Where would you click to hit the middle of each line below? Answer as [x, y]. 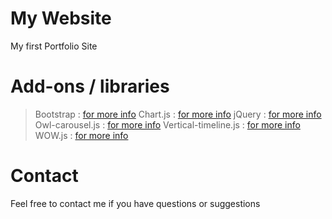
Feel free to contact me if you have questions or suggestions [135, 203]
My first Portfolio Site [54, 46]
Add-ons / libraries [90, 86]
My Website [61, 18]
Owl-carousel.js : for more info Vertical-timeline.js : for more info [167, 124]
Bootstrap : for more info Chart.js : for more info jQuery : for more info [178, 114]
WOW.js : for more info [81, 135]
